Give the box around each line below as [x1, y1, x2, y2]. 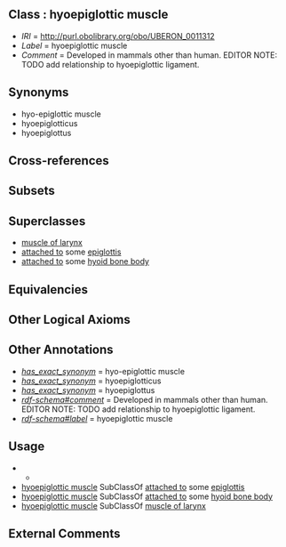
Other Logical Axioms [8, 312, 131, 327]
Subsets [8, 183, 55, 198]
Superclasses [8, 213, 86, 229]
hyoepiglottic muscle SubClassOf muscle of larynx [20, 500, 206, 511]
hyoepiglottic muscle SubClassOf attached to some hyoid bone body [20, 491, 273, 502]
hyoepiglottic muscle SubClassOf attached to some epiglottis [20, 481, 245, 492]
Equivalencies [8, 282, 88, 297]
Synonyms [8, 84, 69, 101]
